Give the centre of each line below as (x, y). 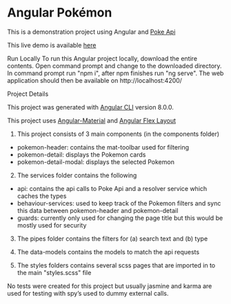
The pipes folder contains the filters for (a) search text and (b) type (112, 239)
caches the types (42, 196)
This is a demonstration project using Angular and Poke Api (91, 32)
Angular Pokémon (60, 13)
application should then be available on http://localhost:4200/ (95, 80)
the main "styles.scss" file (54, 272)
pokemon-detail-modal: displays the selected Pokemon (96, 162)
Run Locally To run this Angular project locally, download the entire (102, 58)
